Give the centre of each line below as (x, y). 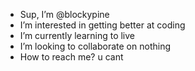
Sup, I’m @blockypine (64, 14)
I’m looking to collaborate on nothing (95, 46)
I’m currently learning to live (77, 35)
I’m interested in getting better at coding (102, 25)
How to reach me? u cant (71, 57)
